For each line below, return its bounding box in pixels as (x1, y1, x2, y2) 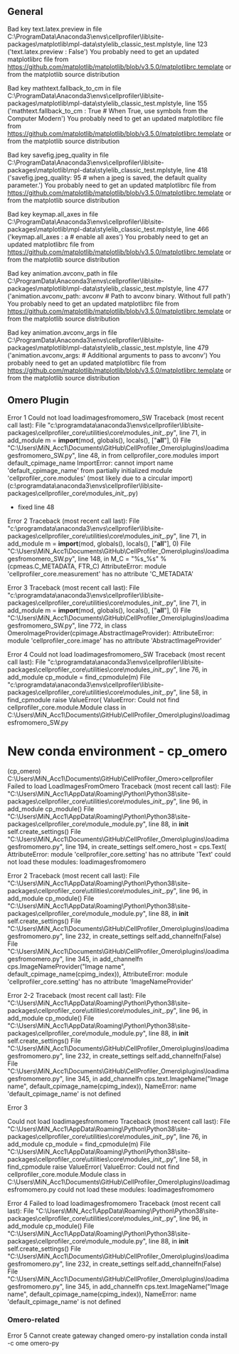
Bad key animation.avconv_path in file (7, 269, 118, 277)
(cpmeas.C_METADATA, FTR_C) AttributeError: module (7, 562, 167, 571)
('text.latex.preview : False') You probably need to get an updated (7, 47, 199, 56)
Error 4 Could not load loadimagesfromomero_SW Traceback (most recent (7, 650, 225, 658)
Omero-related (7, 1315, 60, 1325)
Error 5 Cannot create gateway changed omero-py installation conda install (7, 1331, 228, 1340)
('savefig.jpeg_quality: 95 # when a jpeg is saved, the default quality (7, 173, 208, 182)
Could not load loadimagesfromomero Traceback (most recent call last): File (7, 1117, 231, 1125)
